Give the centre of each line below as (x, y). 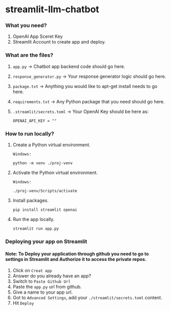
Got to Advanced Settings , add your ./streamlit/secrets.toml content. (87, 298)
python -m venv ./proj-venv (42, 163)
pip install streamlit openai (45, 210)
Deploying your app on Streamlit (46, 241)
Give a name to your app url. (43, 292)
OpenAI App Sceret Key (38, 36)
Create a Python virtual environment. (51, 145)
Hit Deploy (23, 303)
